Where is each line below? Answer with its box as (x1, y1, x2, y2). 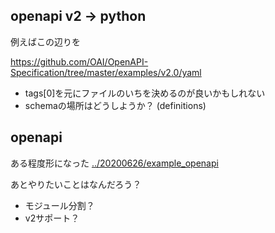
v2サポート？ (24, 212, 80, 224)
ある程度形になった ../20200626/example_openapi (10, 157, 219, 169)
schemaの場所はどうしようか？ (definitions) (24, 99, 207, 111)
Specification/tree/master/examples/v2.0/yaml (10, 66, 202, 78)
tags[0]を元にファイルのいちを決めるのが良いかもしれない (24, 87, 266, 99)
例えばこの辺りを (10, 35, 81, 48)
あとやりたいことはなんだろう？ (10, 178, 142, 190)
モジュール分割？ (24, 199, 95, 211)
